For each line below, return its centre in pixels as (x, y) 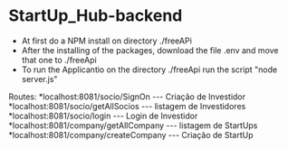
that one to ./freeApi (59, 60)
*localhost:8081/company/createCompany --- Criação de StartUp (131, 135)
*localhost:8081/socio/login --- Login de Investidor (103, 116)
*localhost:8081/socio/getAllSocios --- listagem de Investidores (127, 106)
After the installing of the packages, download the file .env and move (150, 50)
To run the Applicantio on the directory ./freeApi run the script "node (149, 70)
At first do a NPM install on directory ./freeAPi (106, 41)
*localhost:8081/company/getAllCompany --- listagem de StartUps (133, 125)
